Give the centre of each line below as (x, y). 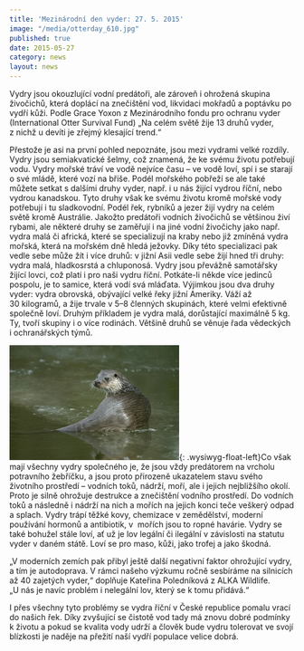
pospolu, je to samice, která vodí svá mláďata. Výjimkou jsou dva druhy (142, 284)
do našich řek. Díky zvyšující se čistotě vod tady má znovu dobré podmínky (150, 617)
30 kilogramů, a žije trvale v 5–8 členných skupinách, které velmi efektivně (148, 304)
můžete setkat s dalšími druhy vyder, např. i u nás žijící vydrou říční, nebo (146, 188)
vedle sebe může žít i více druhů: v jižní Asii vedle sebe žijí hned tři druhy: (147, 255)
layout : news (34, 67)
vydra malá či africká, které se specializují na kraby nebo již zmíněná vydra (149, 236)
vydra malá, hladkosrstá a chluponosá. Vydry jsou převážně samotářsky (143, 265)
